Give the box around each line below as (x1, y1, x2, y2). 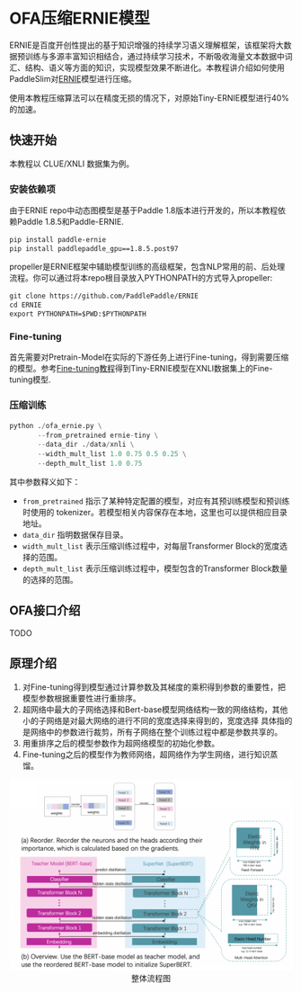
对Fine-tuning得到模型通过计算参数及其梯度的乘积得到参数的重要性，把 (22, 681, 286, 693)
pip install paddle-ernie (9, 236, 106, 245)
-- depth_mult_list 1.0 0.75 (37, 460, 143, 469)
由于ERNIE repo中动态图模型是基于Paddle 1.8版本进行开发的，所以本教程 (9, 205, 279, 216)
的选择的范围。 (22, 575, 78, 585)
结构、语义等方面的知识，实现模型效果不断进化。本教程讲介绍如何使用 (24, 62, 285, 73)
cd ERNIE (9, 300, 42, 310)
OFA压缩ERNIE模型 (9, 8, 150, 29)
